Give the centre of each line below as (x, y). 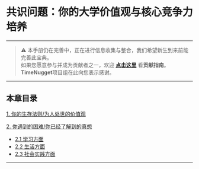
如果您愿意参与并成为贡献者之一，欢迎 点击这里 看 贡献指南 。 (95, 65)
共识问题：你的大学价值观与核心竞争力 (100, 12)
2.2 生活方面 (30, 146)
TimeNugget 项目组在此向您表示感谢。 (68, 72)
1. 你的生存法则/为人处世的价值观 (46, 114)
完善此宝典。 (36, 58)
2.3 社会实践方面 (35, 154)
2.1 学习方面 (29, 139)
